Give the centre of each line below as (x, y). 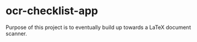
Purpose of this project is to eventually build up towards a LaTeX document (98, 27)
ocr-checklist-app (52, 11)
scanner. (17, 33)
